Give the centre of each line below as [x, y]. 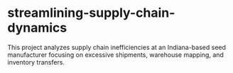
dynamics [37, 28]
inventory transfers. [36, 62]
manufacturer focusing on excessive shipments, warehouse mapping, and [115, 55]
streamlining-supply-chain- [91, 13]
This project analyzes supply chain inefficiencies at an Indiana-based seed [116, 47]
